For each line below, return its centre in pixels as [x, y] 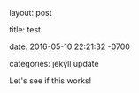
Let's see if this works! [50, 81]
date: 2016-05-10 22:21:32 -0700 [70, 46]
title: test [25, 29]
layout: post [31, 13]
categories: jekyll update [54, 64]
